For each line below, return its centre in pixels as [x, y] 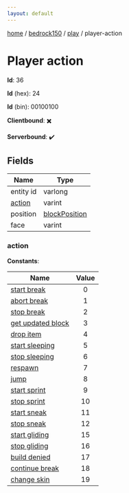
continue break [35, 468]
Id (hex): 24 [24, 93]
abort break [29, 300]
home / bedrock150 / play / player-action [64, 33]
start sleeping [33, 345]
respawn [25, 367]
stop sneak [28, 424]
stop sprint [28, 401]
